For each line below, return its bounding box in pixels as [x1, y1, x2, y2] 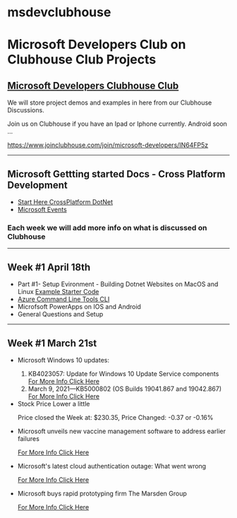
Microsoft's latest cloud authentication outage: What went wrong [17, 461, 207, 470]
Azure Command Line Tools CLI [17, 295, 110, 304]
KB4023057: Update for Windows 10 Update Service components [28, 369, 219, 378]
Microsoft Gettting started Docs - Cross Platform [7, 167, 226, 180]
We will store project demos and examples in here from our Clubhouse [7, 98, 212, 107]
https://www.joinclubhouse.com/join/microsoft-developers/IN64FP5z [7, 141, 209, 149]
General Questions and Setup [17, 310, 104, 319]
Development [7, 179, 68, 191]
